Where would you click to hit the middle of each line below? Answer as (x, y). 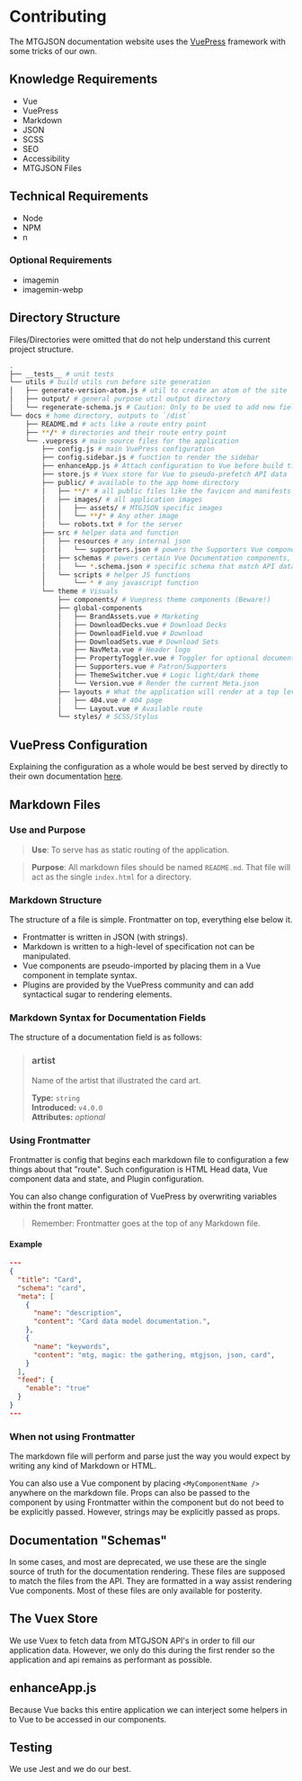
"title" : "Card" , (50, 1280)
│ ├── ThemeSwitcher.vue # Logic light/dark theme (158, 675)
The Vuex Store (54, 1619)
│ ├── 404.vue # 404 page (110, 700)
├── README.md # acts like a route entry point (116, 424)
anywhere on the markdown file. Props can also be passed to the (129, 1493)
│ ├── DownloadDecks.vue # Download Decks (142, 625)
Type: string (56, 1097)
